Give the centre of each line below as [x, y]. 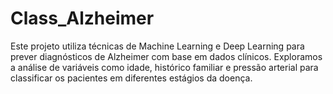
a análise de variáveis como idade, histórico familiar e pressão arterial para [164, 67]
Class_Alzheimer [82, 18]
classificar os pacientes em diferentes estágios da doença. [131, 78]
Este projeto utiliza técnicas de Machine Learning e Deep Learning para [157, 46]
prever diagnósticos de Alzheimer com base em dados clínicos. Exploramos [166, 56]
